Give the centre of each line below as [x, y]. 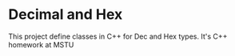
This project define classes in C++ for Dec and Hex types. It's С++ [118, 36]
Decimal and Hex [66, 15]
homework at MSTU [41, 44]
